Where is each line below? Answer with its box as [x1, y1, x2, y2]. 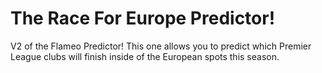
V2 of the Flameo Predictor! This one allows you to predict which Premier [10, 40, 312, 52]
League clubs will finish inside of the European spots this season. [10, 50, 280, 62]
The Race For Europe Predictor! [10, 7, 276, 30]
